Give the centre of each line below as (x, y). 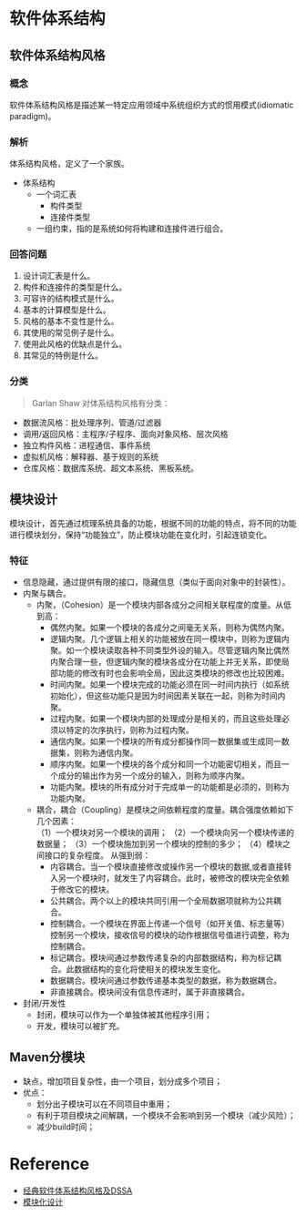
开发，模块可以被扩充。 (80, 1026)
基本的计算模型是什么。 (66, 310)
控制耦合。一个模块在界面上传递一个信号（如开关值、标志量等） (169, 923)
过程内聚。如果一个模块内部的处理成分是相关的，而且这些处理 (166, 718)
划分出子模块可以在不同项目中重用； (104, 1104)
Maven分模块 (47, 1058)
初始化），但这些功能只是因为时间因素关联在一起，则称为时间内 (168, 695)
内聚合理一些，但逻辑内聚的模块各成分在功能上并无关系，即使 (166, 661)
